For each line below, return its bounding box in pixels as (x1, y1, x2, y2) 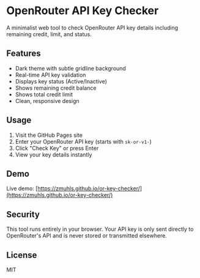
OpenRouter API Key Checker (6, 4, 159, 18)
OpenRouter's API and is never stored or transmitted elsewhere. (6, 232, 167, 239)
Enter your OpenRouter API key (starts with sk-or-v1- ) (15, 137, 152, 145)
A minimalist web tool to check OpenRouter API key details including (6, 24, 179, 31)
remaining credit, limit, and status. (6, 30, 92, 37)
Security (6, 209, 40, 220)
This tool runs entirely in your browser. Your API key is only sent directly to (6, 225, 194, 233)
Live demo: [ (6, 185, 38, 192)
